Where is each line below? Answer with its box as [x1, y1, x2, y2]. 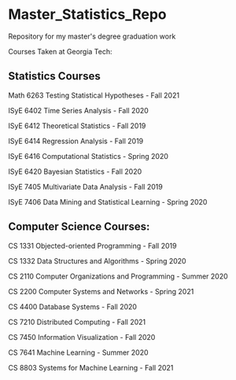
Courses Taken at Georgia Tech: [8, 46, 112, 56]
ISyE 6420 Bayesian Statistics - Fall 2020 [8, 167, 142, 176]
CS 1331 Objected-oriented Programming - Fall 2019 [8, 241, 177, 250]
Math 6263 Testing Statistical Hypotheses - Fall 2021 [8, 90, 179, 100]
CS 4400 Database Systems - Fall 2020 [8, 301, 138, 312]
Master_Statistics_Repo [8, 6, 167, 24]
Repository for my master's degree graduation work [8, 31, 176, 41]
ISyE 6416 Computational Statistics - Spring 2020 [8, 151, 169, 160]
